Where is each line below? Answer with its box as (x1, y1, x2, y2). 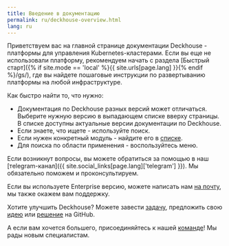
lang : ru (7, 23, 32, 30)
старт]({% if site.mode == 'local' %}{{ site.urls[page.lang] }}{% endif (7, 63, 203, 72)
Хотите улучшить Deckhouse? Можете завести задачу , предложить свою (7, 203, 223, 212)
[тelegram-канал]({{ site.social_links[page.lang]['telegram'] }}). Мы (7, 162, 199, 170)
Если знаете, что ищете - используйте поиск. (17, 126, 151, 135)
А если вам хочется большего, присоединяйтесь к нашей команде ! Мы (7, 224, 217, 232)
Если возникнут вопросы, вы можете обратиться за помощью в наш (7, 155, 209, 163)
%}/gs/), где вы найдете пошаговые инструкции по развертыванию (7, 71, 206, 79)
